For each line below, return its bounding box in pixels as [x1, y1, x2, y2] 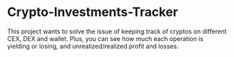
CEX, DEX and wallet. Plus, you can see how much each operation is [7, 34, 204, 42]
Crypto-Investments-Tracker [7, 4, 178, 20]
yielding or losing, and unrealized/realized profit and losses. [7, 42, 179, 50]
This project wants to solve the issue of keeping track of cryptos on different [7, 27, 227, 35]
